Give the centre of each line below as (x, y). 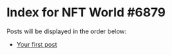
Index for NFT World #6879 (86, 13)
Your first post (37, 44)
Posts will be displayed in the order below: (67, 31)
